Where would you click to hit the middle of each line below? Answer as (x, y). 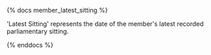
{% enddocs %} (30, 45)
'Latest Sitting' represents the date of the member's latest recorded (105, 24)
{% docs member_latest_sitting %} (57, 10)
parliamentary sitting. (38, 31)
